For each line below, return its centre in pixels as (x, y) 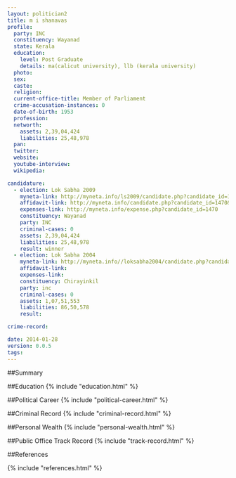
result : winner (42, 249)
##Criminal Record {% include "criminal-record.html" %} (90, 413)
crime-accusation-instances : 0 (59, 105)
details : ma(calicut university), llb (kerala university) (108, 66)
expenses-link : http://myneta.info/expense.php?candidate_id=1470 (119, 209)
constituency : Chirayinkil (59, 281)
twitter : (26, 151)
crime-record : (28, 327)
